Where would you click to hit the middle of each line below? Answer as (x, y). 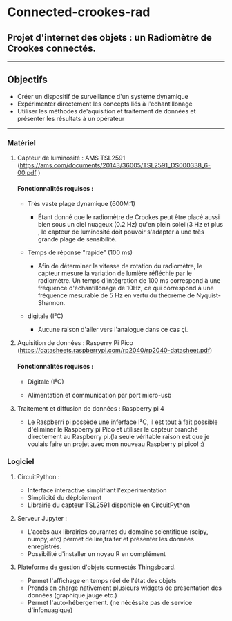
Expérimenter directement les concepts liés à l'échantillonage (105, 104)
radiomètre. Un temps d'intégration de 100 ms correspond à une (129, 281)
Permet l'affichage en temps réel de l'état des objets (102, 580)
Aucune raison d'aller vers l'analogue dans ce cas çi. (113, 330)
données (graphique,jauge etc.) (72, 595)
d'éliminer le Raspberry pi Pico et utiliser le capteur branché (113, 429)
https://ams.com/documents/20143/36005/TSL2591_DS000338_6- (115, 165)
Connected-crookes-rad (79, 12)
